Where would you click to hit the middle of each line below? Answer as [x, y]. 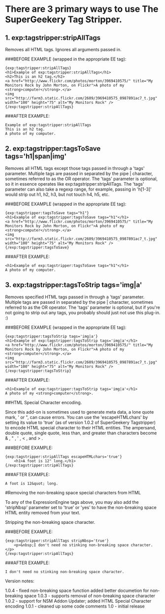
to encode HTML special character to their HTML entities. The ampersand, [81, 427]
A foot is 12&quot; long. [32, 484]
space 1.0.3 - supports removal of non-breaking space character [89, 596]
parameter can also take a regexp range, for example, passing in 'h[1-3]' [78, 189]
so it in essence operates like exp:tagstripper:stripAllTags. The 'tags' [75, 184]
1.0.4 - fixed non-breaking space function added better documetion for [77, 590]
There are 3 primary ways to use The [82, 9]
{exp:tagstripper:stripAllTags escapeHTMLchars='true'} [64, 456]
